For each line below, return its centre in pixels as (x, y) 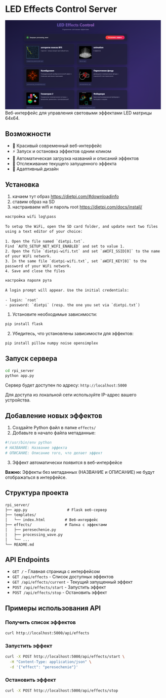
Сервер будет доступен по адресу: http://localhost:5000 (66, 385)
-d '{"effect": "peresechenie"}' (44, 667)
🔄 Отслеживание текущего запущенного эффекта (64, 164)
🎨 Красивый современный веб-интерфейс (57, 146)
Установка (22, 184)
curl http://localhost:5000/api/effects (47, 633)
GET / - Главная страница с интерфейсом (56, 572)
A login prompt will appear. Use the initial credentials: (67, 290)
